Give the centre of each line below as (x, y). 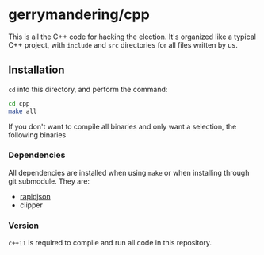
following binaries (37, 135)
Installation (36, 70)
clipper (31, 205)
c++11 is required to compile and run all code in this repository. (110, 243)
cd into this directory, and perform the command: (88, 89)
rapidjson (35, 196)
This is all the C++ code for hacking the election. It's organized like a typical (132, 37)
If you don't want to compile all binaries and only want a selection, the (122, 126)
